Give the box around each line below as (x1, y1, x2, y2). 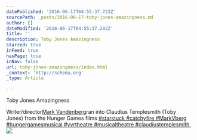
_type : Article (6, 75, 44, 81)
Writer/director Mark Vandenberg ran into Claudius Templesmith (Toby (6, 108, 177, 116)
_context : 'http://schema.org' (6, 70, 84, 76)
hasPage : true (6, 53, 42, 59)
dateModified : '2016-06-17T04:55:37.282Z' (6, 25, 113, 32)
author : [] (6, 20, 33, 26)
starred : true (6, 42, 42, 48)
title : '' (6, 31, 31, 37)
